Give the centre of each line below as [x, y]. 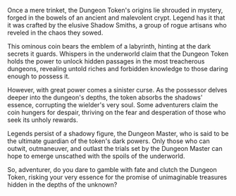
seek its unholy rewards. [43, 120]
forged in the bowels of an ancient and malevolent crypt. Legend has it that [116, 18]
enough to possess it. [39, 76]
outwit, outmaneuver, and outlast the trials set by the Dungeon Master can [115, 148]
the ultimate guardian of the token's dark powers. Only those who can [108, 141]
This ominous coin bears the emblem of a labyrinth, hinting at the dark [109, 46]
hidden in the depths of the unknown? [62, 185]
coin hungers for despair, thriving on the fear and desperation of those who [117, 112]
